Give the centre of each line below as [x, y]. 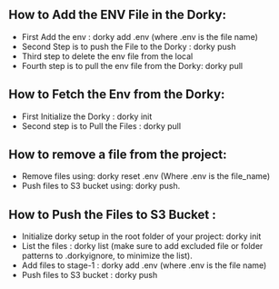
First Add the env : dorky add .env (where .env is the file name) [139, 36]
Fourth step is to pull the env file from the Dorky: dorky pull [132, 65]
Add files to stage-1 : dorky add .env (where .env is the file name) [144, 265]
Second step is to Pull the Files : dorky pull [101, 125]
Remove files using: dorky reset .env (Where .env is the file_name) [146, 176]
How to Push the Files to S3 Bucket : [113, 214]
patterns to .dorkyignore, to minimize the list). [107, 256]
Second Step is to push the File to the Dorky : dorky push [129, 46]
